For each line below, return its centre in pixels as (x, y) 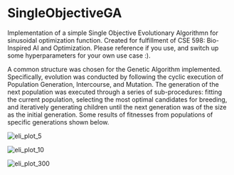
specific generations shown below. (58, 122)
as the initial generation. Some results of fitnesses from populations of (110, 115)
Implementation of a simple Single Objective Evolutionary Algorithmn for (113, 33)
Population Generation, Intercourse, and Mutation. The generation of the (113, 84)
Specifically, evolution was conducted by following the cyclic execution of (116, 77)
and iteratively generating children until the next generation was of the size (117, 107)
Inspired (20, 48)
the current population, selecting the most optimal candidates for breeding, (117, 99)
